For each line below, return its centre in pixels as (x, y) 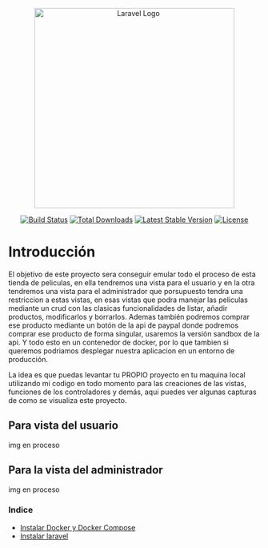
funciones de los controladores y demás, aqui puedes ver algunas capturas (133, 392)
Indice (21, 510)
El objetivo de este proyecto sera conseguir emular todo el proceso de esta (132, 274)
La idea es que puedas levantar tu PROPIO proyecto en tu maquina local (127, 375)
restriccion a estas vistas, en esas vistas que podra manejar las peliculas (128, 300)
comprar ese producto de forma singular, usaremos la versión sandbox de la (134, 333)
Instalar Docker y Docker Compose (78, 527)
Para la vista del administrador (86, 470)
